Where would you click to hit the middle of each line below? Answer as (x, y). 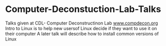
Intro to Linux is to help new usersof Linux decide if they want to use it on (81, 28)
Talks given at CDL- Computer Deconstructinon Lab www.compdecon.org (82, 23)
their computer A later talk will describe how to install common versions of (82, 33)
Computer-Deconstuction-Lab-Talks (83, 9)
